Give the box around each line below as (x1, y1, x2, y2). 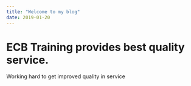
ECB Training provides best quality (6, 40, 185, 54)
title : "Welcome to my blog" (6, 8, 80, 15)
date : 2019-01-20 (6, 14, 50, 20)
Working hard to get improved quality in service (6, 73, 126, 80)
